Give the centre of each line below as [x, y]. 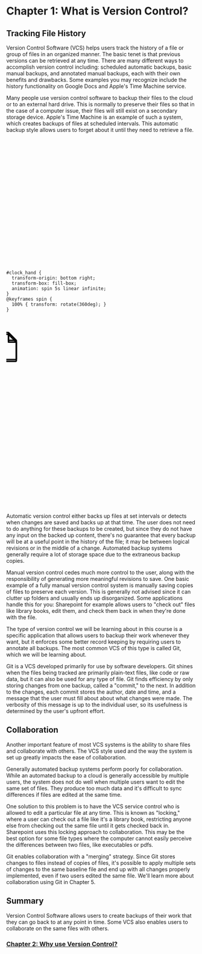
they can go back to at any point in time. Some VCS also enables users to [97, 922]
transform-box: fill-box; [44, 283]
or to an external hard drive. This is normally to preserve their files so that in [100, 104]
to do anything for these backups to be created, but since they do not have [99, 529]
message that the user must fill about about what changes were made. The [99, 698]
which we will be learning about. [46, 654]
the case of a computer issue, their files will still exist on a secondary [92, 111]
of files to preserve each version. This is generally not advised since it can [99, 592]
